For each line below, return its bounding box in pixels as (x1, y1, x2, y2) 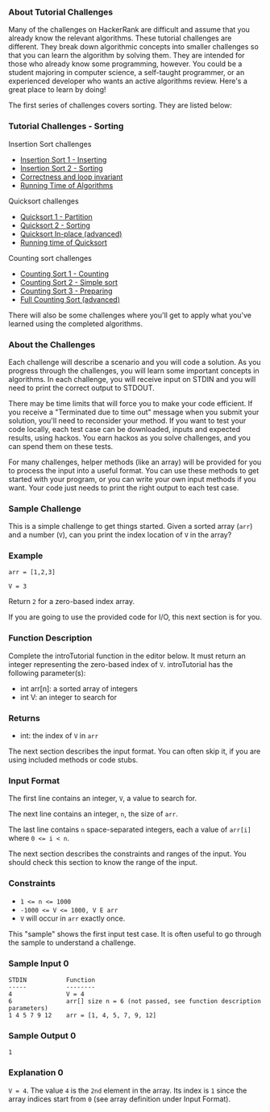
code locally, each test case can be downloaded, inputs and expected (8, 424, 240, 434)
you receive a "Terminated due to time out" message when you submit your (8, 407, 260, 417)
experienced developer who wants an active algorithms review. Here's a (8, 76, 248, 86)
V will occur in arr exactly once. (19, 913, 126, 923)
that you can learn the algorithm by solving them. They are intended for (8, 51, 245, 61)
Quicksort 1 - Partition (19, 212, 93, 221)
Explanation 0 (8, 1067, 64, 1078)
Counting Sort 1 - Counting (19, 269, 110, 279)
